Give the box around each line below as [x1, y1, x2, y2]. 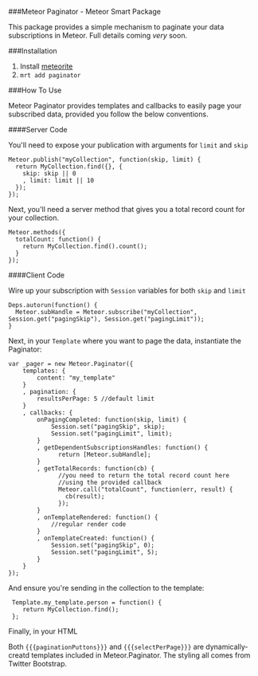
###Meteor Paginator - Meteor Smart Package [8, 7, 162, 16]
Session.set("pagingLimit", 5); [50, 548, 158, 556]
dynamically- [205, 642, 248, 651]
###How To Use [8, 85, 62, 95]
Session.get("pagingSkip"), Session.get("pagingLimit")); [8, 315, 205, 323]
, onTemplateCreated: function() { [37, 534, 155, 542]
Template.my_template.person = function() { [11, 599, 162, 607]
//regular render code [50, 521, 127, 529]
